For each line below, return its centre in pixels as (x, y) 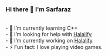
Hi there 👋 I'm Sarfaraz (38, 9)
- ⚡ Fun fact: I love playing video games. (54, 47)
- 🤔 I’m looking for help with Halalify (49, 34)
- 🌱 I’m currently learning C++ (42, 28)
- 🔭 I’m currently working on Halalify (49, 41)
